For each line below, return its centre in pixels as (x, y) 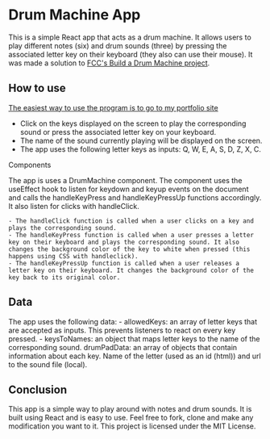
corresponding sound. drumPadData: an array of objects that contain (123, 347)
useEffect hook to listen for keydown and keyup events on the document (129, 189)
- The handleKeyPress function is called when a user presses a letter (131, 235)
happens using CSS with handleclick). (73, 256)
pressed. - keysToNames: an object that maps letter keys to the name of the (134, 339)
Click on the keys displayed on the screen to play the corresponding (133, 123)
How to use (37, 88)
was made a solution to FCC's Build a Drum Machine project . (109, 63)
